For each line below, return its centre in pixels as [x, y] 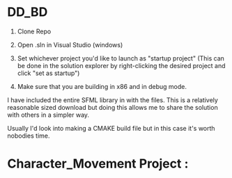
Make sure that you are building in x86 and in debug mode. [102, 86]
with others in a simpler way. [48, 115]
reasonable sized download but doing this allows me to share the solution [113, 107]
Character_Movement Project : [98, 164]
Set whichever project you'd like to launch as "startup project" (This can [121, 58]
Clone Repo [34, 31]
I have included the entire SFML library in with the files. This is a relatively [113, 100]
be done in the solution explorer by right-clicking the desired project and [121, 65]
